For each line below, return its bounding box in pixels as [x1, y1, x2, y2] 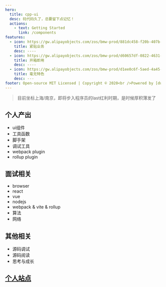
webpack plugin [12, 149, 45, 155]
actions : [9, 21, 28, 26]
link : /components [18, 30, 56, 35]
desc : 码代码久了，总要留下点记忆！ [9, 16, 75, 21]
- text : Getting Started [14, 26, 65, 31]
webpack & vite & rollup [12, 204, 61, 210]
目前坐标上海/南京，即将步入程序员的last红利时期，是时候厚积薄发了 [17, 95, 157, 101]
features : [5, 35, 26, 40]
